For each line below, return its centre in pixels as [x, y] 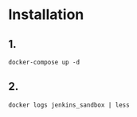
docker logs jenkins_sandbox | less [69, 105]
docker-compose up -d [44, 62]
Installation [46, 15]
